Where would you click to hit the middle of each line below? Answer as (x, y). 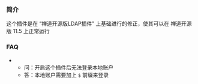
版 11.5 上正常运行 (28, 31)
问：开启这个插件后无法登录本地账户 (69, 67)
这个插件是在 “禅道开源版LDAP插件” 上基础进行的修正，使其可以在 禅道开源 (99, 24)
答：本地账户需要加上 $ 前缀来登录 (66, 75)
